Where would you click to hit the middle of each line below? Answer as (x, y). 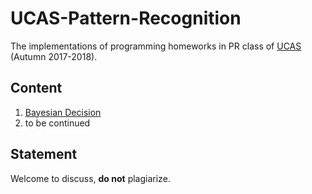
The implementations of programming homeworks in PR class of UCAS (156, 46)
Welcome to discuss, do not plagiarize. (90, 178)
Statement (44, 154)
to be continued (57, 123)
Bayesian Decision (63, 112)
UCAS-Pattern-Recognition (126, 18)
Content (36, 88)
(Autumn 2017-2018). (54, 56)
